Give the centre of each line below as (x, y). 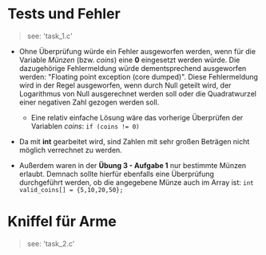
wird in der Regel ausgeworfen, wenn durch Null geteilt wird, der (125, 85)
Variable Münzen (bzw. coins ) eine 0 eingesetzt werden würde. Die (129, 60)
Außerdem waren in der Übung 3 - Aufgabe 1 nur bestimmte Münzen (133, 165)
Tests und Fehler (64, 14)
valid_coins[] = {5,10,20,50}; (71, 190)
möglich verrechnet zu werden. (71, 150)
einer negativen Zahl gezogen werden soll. (89, 102)
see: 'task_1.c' (50, 36)
